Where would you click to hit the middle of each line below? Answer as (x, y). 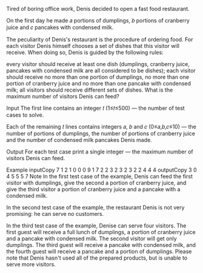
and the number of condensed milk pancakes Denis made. (79, 140)
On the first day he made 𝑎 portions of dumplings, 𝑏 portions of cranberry (98, 20)
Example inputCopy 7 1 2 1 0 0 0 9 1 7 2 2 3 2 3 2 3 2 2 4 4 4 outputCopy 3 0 (101, 170)
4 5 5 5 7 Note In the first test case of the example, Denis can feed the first (99, 176)
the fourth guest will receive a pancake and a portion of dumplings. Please (99, 251)
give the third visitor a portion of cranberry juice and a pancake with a (93, 189)
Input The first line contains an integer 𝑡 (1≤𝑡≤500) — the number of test (95, 108)
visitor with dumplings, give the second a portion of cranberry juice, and (96, 183)
